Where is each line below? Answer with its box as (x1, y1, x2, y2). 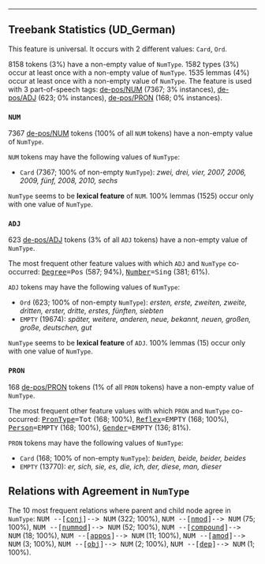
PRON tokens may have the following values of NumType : (8, 438, 184, 447)
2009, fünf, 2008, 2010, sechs (19, 176, 118, 185)
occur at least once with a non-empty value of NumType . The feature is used (8, 76, 252, 85)
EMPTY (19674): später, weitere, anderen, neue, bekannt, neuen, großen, (19, 315, 251, 324)
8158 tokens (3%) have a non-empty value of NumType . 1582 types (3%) (8, 59, 239, 69)
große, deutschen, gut (19, 323, 92, 332)
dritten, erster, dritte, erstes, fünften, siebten (19, 306, 164, 316)
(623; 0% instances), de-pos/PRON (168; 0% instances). (38, 92, 222, 103)
